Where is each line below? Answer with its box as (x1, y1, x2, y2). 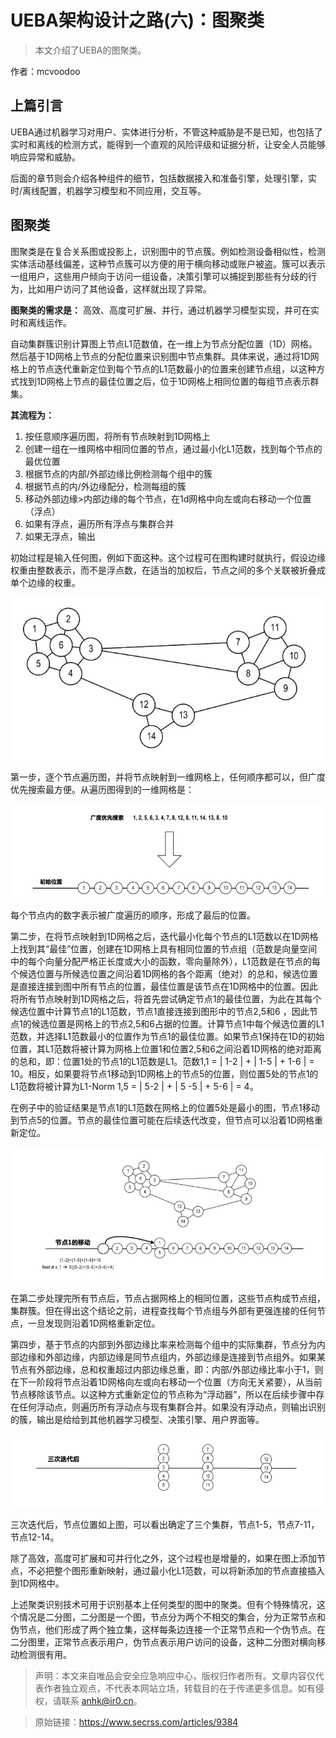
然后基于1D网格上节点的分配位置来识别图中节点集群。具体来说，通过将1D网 (10, 350, 320, 362)
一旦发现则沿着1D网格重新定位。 (27, 1317, 161, 1330)
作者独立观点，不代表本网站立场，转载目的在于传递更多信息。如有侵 (43, 1682, 325, 1694)
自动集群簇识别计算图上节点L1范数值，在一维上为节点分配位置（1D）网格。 (10, 337, 318, 350)
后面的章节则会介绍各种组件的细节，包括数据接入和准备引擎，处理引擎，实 (10, 172, 317, 184)
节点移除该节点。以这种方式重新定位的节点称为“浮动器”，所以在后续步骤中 (10, 1389, 317, 1401)
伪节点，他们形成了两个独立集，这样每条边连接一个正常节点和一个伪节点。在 (10, 1623, 326, 1635)
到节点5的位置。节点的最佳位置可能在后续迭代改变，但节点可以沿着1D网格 (10, 1114, 315, 1126)
